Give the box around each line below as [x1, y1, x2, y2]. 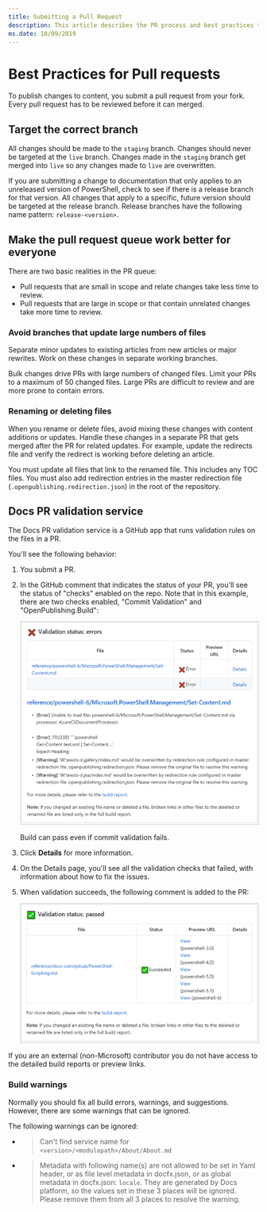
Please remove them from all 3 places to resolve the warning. [39, 1194, 241, 1204]
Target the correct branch [8, 122, 139, 136]
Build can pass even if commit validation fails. [19, 833, 169, 842]
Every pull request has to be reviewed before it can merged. [8, 99, 205, 109]
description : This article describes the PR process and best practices [8, 21, 254, 29]
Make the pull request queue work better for [8, 233, 231, 247]
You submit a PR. [19, 565, 76, 574]
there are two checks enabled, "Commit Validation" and [19, 597, 203, 607]
